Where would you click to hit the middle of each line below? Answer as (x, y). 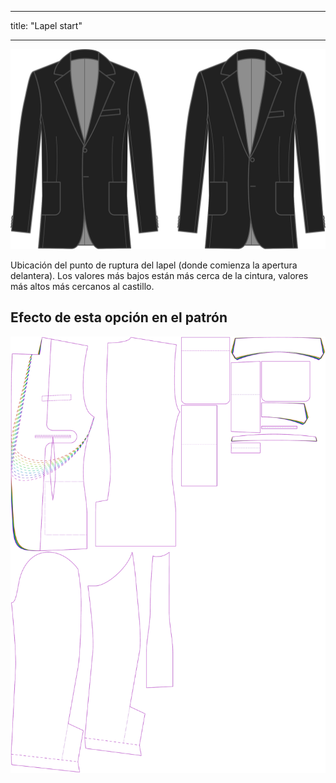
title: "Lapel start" (46, 25)
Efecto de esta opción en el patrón (119, 317)
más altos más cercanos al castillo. (82, 286)
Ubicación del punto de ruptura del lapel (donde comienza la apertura (154, 265)
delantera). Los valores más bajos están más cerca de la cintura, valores (159, 275)
